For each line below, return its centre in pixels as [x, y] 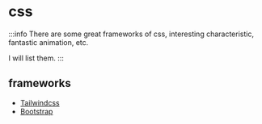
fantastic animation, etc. [49, 42]
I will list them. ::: [36, 58]
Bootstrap [36, 111]
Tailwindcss [40, 102]
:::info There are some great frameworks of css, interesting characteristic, [131, 34]
